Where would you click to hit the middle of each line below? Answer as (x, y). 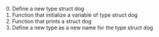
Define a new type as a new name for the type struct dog (82, 27)
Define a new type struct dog (48, 9)
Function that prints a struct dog (52, 21)
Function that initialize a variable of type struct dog (75, 15)
